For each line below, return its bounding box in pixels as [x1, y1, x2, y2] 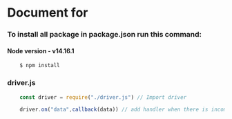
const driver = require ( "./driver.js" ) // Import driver [19, 93, 187, 101]
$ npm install [19, 62, 60, 69]
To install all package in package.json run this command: [7, 30, 202, 39]
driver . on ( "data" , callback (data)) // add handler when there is [19, 106, 209, 113]
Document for [7, 5, 88, 21]
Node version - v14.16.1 [7, 46, 75, 55]
